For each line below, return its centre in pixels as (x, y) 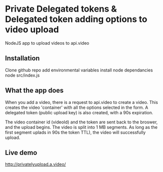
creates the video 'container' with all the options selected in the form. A (77, 107)
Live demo (21, 152)
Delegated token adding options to (76, 19)
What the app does (35, 91)
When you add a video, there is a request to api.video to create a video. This (81, 102)
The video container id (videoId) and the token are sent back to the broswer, (81, 122)
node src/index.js (22, 75)
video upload (32, 30)
